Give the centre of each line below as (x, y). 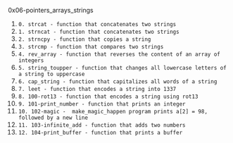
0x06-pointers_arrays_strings (51, 10)
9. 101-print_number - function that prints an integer (102, 104)
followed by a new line (53, 118)
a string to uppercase (51, 74)
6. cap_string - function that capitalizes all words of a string (118, 82)
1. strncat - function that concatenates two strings (99, 32)
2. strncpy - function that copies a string (84, 39)
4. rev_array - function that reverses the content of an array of (119, 54)
